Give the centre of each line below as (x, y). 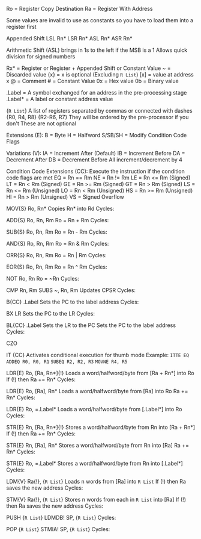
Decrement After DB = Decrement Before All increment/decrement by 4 (94, 160)
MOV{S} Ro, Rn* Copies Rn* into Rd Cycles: (60, 208)
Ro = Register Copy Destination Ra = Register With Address (79, 9)
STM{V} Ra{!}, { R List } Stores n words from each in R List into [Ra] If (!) (96, 500)
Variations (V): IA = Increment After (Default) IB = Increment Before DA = (96, 153)
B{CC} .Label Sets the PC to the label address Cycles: (73, 302)
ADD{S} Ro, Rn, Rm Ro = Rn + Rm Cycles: (58, 220)
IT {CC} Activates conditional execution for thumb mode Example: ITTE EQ (97, 355)
